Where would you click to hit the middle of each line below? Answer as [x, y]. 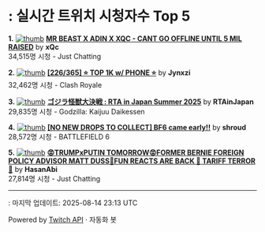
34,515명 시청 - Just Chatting [55, 56]
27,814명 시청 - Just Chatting [54, 178]
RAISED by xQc [34, 47]
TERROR [242, 161]
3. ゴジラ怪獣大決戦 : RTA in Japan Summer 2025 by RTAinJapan [131, 101]
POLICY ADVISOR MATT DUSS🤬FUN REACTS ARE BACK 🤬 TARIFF [117, 161]
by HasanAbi [36, 169]
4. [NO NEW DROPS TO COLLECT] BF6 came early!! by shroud [127, 127]
